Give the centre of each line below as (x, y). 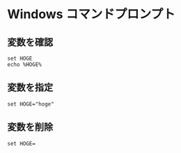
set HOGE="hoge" (31, 104)
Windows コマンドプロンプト (91, 14)
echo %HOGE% (24, 65)
